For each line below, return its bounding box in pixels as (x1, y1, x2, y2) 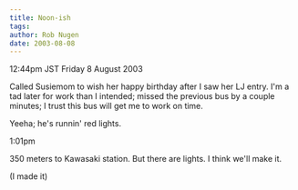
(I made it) (9, 171, 48, 182)
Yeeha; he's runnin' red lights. (9, 118, 121, 129)
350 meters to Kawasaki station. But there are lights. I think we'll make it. (9, 154, 283, 165)
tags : (9, 22, 30, 31)
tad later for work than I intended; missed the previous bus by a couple (9, 91, 275, 102)
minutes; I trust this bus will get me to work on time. (9, 101, 203, 112)
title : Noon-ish (9, 13, 71, 23)
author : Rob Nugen (9, 30, 79, 39)
